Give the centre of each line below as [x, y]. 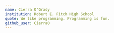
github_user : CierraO [28, 23]
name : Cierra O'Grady [28, 9]
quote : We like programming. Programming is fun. [57, 18]
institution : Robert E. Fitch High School [50, 14]
